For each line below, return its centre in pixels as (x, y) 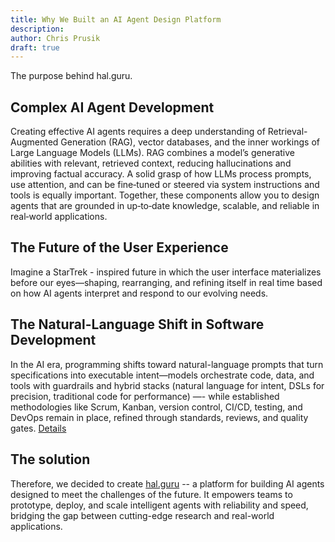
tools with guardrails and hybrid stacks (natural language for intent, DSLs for (167, 385)
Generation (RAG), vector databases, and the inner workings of (190, 142)
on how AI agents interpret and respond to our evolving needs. (139, 293)
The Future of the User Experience (119, 247)
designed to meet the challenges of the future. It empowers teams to (151, 494)
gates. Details (38, 428)
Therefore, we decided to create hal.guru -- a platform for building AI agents (167, 483)
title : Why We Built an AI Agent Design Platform (116, 19)
